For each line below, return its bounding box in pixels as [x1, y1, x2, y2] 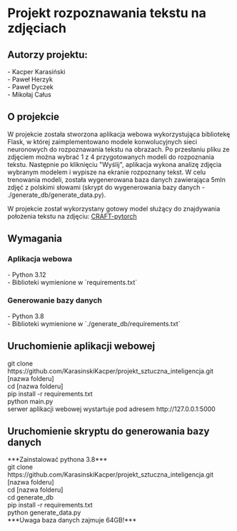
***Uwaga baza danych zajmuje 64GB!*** [7, 516, 137, 525]
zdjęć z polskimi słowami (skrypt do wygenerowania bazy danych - [7, 183, 206, 191]
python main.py [7, 397, 54, 405]
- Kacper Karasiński [7, 68, 66, 76]
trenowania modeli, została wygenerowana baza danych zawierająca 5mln [7, 175, 226, 183]
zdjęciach [7, 20, 66, 36]
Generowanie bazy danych [7, 295, 102, 305]
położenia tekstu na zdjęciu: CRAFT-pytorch [7, 212, 137, 221]
